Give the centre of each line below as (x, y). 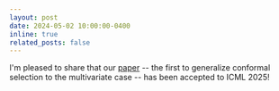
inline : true (34, 34)
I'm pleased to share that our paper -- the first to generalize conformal (140, 68)
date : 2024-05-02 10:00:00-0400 (70, 26)
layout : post (34, 17)
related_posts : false (50, 42)
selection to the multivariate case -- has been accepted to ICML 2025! (139, 78)
